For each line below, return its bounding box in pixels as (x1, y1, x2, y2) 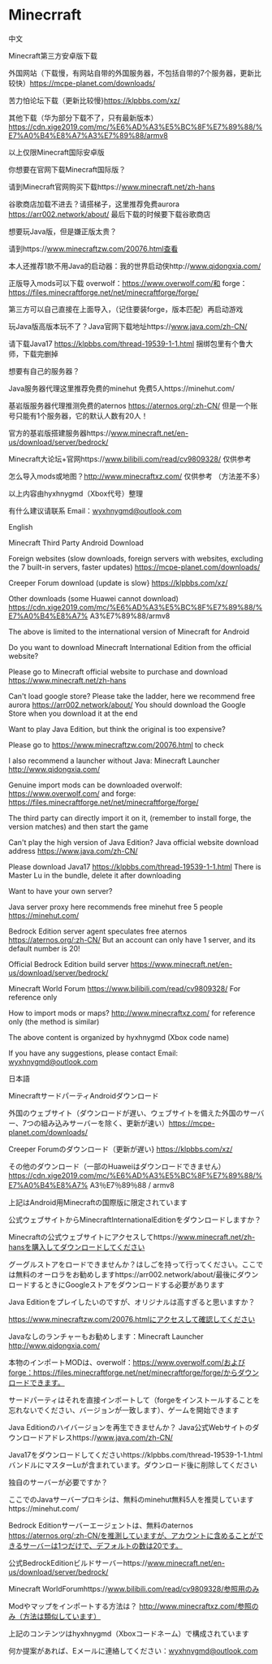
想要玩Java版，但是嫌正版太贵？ (8, 226, 118, 236)
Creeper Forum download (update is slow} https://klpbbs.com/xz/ (8, 578, 228, 587)
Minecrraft (8, 6, 82, 24)
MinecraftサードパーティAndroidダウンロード (8, 1090, 159, 1100)
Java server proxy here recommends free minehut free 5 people (8, 902, 223, 912)
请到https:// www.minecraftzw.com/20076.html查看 (8, 244, 179, 253)
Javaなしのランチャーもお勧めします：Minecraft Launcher (8, 1331, 205, 1341)
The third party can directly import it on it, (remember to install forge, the (8, 812, 252, 822)
